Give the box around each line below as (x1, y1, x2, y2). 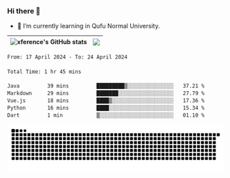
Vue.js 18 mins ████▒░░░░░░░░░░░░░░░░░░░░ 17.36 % (7, 97, 205, 104)
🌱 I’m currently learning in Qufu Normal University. (17, 22, 160, 30)
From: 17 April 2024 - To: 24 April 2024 (7, 53, 128, 61)
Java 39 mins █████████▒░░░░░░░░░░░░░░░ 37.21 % (7, 83, 205, 90)
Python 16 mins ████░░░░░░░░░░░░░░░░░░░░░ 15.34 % (7, 105, 205, 112)
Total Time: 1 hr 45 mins (7, 68, 81, 75)
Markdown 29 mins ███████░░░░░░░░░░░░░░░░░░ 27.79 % (7, 90, 205, 97)
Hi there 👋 (7, 6, 41, 16)
